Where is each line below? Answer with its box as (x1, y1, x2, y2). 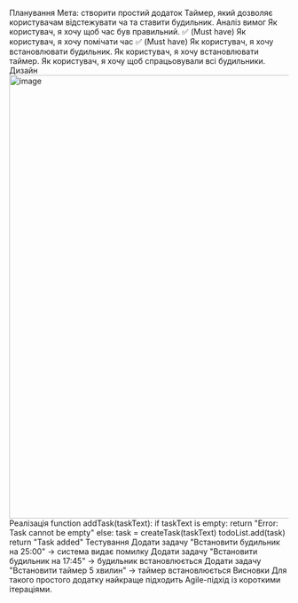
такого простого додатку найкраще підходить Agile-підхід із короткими (9, 575, 281, 584)
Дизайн (9, 66, 38, 75)
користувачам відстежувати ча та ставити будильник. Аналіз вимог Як (9, 17, 278, 27)
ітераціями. (9, 584, 53, 594)
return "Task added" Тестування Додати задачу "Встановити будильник (9, 536, 281, 547)
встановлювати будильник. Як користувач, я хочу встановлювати (9, 46, 259, 57)
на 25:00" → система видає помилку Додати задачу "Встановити (9, 546, 258, 557)
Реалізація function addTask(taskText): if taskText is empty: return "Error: (9, 518, 279, 529)
